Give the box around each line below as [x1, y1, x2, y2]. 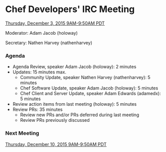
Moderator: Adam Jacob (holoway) [5, 30, 78, 36]
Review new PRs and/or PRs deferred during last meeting [20, 112, 140, 118]
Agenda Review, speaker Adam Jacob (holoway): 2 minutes [12, 64, 137, 70]
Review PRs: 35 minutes [12, 107, 63, 113]
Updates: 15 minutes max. [12, 69, 67, 75]
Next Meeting [5, 130, 39, 137]
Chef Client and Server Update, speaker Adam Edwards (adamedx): [20, 91, 161, 97]
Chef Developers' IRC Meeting [5, 4, 135, 15]
